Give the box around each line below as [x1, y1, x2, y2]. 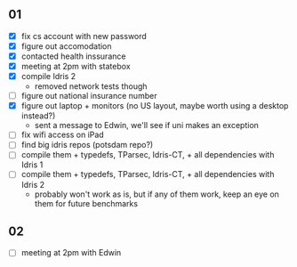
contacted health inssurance [20, 51, 126, 61]
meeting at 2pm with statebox [20, 61, 131, 71]
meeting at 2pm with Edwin [20, 247, 122, 258]
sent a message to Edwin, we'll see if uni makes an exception [34, 120, 260, 131]
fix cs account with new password [20, 30, 148, 41]
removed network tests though [34, 81, 148, 92]
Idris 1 [20, 159, 44, 170]
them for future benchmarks [34, 198, 139, 208]
